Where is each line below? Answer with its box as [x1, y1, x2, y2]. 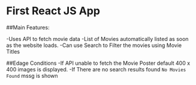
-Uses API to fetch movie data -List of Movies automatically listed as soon [6, 35, 189, 42]
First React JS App [6, 4, 101, 18]
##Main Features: [6, 24, 50, 31]
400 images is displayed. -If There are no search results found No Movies [6, 65, 186, 73]
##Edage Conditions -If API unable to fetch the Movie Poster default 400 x [6, 59, 191, 67]
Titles [6, 48, 20, 55]
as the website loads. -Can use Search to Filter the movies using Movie [6, 42, 182, 49]
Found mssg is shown [6, 72, 58, 79]
